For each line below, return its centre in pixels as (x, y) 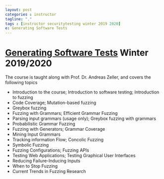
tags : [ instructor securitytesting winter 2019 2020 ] (63, 24)
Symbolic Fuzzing (30, 145)
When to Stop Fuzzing (35, 166)
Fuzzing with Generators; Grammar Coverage (59, 129)
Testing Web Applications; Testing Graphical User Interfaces (74, 156)
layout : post (19, 10)
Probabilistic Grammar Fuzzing (44, 124)
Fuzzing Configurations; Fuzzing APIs (51, 150)
